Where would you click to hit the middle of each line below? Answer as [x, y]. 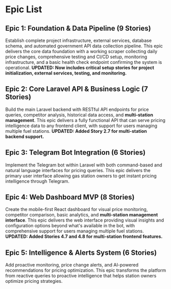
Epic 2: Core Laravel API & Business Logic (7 [77, 89]
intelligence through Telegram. [38, 181]
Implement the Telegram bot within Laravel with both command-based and [84, 165]
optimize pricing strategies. [34, 281]
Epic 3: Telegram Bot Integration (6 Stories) [76, 152]
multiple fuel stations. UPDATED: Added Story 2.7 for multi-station [76, 131]
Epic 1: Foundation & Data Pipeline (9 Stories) [78, 28]
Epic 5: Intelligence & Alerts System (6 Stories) [81, 252]
